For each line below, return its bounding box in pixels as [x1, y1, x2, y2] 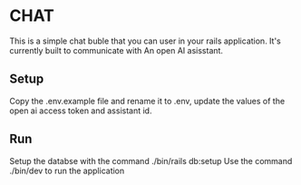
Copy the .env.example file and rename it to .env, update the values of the [9, 95, 286, 106]
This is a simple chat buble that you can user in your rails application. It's [9, 35, 281, 46]
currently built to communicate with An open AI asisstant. [9, 44, 224, 55]
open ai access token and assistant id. [9, 105, 152, 116]
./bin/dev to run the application [9, 165, 125, 176]
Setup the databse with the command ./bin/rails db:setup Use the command [9, 155, 293, 166]
